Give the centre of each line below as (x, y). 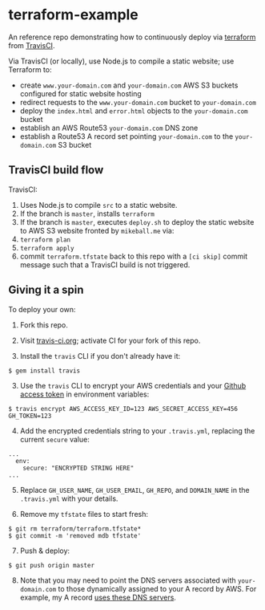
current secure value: (54, 439)
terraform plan (45, 240)
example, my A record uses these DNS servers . (98, 597)
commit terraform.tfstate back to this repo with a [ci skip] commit (134, 256)
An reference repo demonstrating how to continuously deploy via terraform (132, 37)
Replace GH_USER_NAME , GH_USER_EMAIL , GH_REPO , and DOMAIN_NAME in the (135, 490)
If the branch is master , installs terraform (87, 213)
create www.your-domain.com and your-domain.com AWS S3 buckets (129, 85)
